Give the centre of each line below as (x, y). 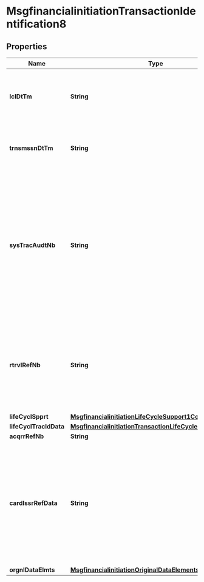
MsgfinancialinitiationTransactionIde (101, 11)
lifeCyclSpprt (29, 417)
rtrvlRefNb (25, 365)
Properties (27, 46)
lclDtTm (21, 96)
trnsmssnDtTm (31, 148)
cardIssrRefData (33, 503)
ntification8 (36, 24)
